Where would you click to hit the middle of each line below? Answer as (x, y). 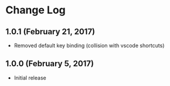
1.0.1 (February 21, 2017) (50, 32)
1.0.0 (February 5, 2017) (50, 64)
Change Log (35, 10)
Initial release (30, 78)
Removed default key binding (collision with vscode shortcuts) (89, 45)
